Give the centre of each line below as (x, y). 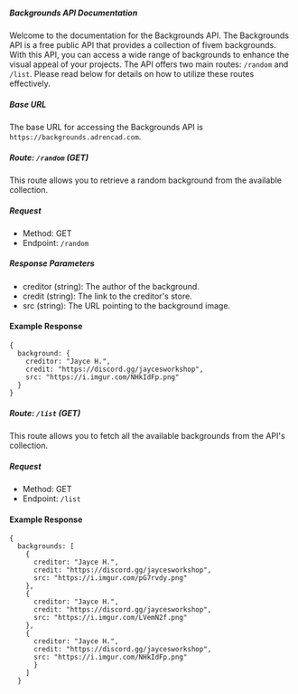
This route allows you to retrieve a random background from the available (146, 180)
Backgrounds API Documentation (74, 13)
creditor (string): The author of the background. (111, 286)
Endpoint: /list (51, 499)
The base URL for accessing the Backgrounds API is (107, 127)
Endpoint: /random (56, 242)
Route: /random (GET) (49, 157)
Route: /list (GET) (45, 413)
